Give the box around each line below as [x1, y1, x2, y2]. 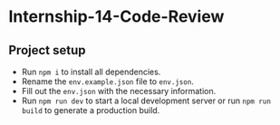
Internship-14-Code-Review [8, 6, 225, 27]
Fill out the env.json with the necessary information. [21, 86, 217, 96]
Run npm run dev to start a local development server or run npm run [21, 95, 271, 106]
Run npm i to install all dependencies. [21, 66, 161, 77]
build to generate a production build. [21, 105, 160, 115]
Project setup [8, 43, 87, 58]
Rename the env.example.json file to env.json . [21, 76, 194, 87]
